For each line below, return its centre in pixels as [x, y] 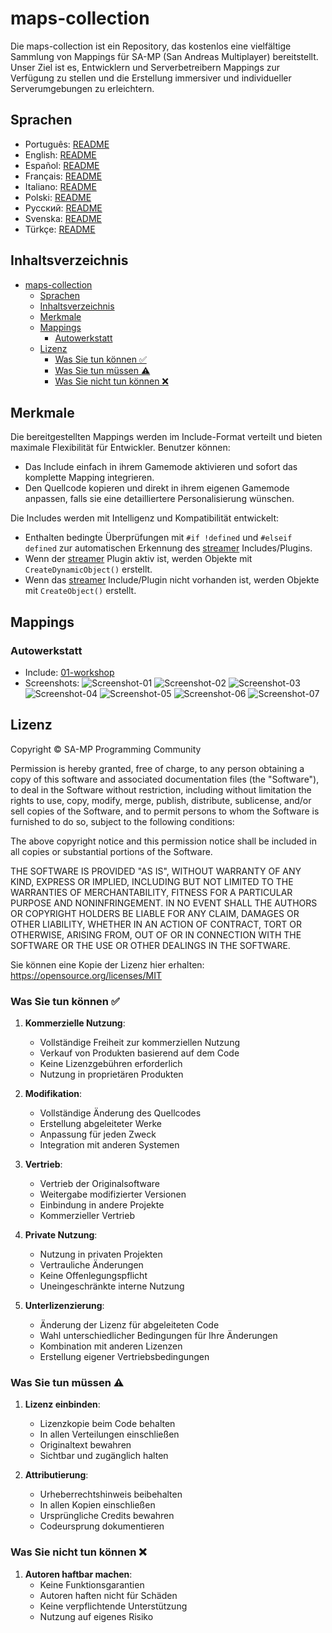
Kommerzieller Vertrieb [87, 1216]
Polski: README [58, 197]
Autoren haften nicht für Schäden [108, 1595]
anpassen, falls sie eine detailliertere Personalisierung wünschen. [159, 499]
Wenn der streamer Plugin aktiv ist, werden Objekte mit [138, 559]
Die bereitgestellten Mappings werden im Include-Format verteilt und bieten [166, 437]
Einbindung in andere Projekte [102, 1205]
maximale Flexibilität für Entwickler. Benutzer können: [120, 448]
